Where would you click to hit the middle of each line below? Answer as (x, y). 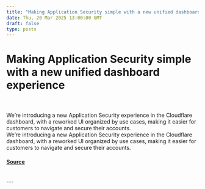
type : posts (21, 29)
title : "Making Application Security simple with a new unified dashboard (103, 12)
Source (16, 161)
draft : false (23, 23)
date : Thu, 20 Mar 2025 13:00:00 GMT (54, 18)
